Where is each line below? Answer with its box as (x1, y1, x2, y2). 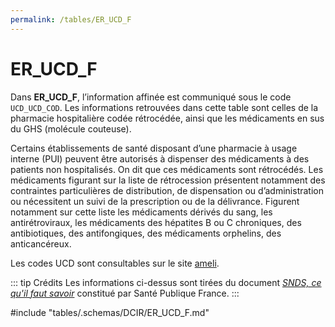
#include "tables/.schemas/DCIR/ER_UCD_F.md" (10, 306, 210, 318)
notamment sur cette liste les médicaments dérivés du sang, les (10, 206, 273, 218)
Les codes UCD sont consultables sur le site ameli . (10, 257, 220, 269)
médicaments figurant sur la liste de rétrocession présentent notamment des (10, 174, 326, 186)
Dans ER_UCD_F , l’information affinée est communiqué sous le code (10, 91, 292, 103)
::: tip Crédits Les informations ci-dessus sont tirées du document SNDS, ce (10, 276, 322, 288)
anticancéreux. (10, 237, 72, 250)
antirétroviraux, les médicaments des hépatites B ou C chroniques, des (10, 216, 302, 228)
